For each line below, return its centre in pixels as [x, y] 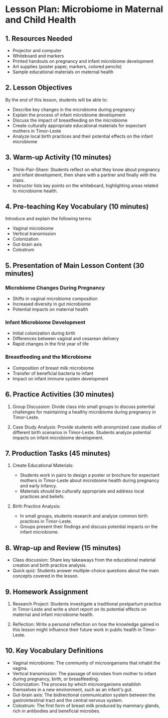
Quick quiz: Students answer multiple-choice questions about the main [86, 571]
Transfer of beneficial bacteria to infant [53, 373]
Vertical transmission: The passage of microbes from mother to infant [84, 673]
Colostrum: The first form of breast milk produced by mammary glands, [86, 705]
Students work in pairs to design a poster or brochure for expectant [90, 475]
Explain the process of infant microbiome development [69, 115]
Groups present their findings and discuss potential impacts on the [89, 527]
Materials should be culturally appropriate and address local [82, 491]
